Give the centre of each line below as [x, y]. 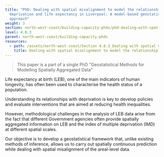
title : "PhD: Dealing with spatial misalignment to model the [70, 10]
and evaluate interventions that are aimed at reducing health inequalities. [78, 104]
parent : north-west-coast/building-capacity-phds [57, 37]
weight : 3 [15, 23]
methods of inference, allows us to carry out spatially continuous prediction [81, 144]
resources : [16, 42]
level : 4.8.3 [18, 32]
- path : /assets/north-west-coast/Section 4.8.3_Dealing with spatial [83, 46]
